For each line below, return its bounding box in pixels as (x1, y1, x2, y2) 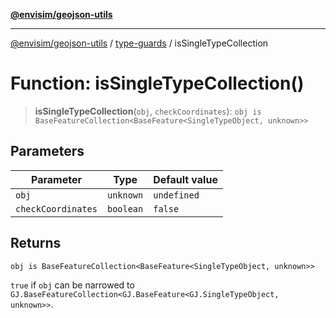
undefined (153, 189, 200, 201)
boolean (106, 203, 144, 214)
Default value (153, 172, 218, 186)
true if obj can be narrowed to (10, 279, 135, 291)
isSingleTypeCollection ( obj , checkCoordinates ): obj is (34, 105, 262, 117)
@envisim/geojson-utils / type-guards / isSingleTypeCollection (10, 37, 269, 49)
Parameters (10, 143, 85, 160)
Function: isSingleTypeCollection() (10, 72, 305, 95)
